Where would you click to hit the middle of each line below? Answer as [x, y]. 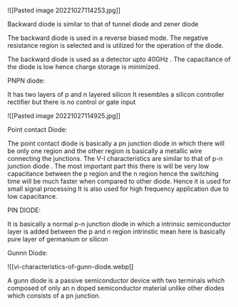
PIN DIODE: [24, 210]
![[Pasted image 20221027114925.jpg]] [64, 116]
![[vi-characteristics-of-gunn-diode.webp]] [71, 267]
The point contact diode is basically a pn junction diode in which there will [116, 143]
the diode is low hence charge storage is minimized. [84, 67]
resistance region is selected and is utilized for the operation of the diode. [116, 45]
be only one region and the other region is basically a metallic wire [105, 151]
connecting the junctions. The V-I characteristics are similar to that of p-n [115, 158]
